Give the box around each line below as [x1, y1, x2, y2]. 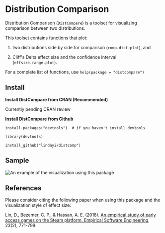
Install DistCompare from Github [5, 116, 74, 122]
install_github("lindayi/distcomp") [5, 143, 81, 148]
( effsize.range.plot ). [12, 59, 57, 65]
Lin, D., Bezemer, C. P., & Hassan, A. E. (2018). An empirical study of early [5, 212, 156, 218]
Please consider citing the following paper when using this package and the [5, 197, 161, 203]
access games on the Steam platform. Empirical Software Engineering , [5, 217, 150, 223]
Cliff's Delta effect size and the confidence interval [12, 54, 117, 60]
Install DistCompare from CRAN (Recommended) [5, 96, 108, 102]
